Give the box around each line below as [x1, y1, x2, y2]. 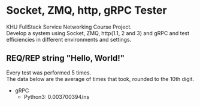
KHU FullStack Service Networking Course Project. [6, 23, 132, 30]
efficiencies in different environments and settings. [6, 36, 132, 43]
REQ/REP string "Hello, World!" [6, 53, 125, 63]
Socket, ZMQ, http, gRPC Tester [6, 4, 167, 17]
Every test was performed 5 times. [6, 69, 92, 76]
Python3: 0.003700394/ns [23, 93, 90, 100]
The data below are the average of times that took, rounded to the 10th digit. [6, 75, 195, 82]
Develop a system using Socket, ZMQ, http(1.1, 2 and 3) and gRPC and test [6, 29, 190, 36]
